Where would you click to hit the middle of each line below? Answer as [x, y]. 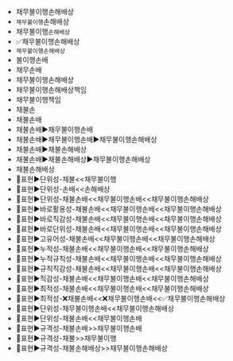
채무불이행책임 [38, 99]
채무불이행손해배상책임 [51, 89]
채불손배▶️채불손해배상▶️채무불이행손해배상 [83, 159]
